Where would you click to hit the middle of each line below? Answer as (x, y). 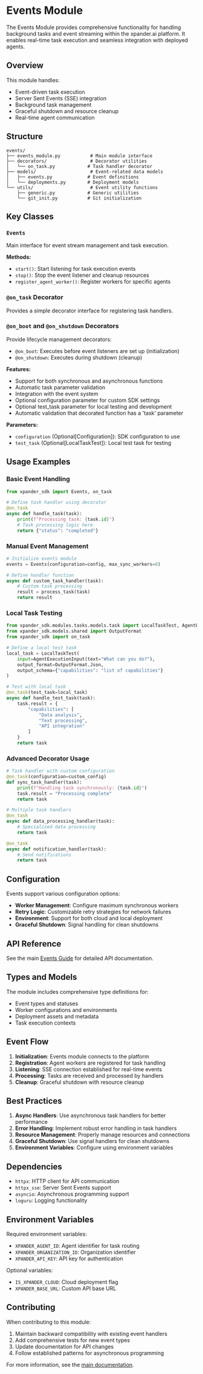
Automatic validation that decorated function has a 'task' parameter (99, 413)
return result (35, 598)
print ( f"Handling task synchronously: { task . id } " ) (82, 788)
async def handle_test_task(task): (51, 698)
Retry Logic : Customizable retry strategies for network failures (93, 912)
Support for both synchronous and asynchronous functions (89, 381)
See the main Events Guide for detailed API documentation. (80, 958)
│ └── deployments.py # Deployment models (72, 182)
